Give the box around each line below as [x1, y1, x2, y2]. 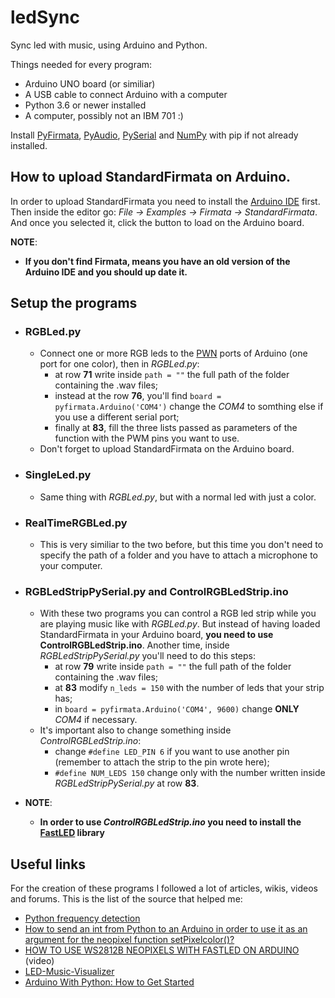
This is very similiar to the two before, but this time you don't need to [39, 539, 324, 551]
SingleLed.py [24, 468, 92, 482]
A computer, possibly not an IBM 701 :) [24, 109, 184, 121]
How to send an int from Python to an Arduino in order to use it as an [24, 923, 308, 935]
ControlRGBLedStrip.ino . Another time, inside [39, 639, 230, 651]
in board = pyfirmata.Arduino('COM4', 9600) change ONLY [54, 703, 300, 715]
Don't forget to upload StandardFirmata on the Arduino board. [39, 443, 295, 455]
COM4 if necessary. [54, 714, 138, 726]
